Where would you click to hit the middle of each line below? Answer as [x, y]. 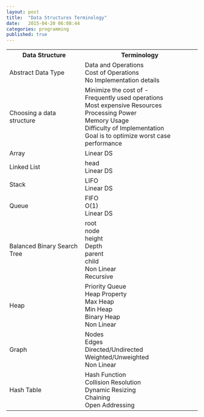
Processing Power [110, 113]
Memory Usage [107, 121]
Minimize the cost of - [117, 90]
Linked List [25, 167]
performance [104, 144]
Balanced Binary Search [43, 246]
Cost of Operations [112, 72]
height [94, 239]
